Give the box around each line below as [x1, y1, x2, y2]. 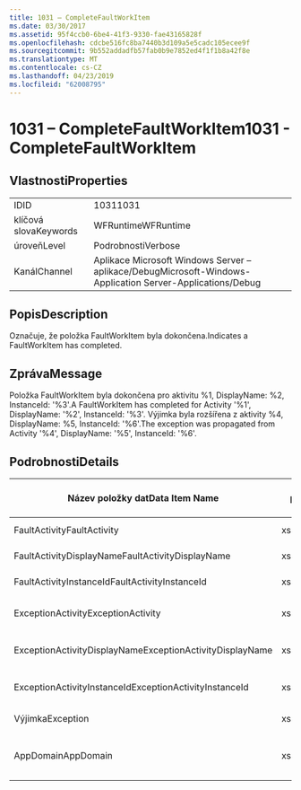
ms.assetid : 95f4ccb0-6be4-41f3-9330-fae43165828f [9, 30, 202, 39]
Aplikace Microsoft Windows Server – [93, 253, 252, 266]
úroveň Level [13, 239, 65, 251]
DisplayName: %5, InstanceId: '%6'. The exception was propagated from [9, 418, 276, 429]
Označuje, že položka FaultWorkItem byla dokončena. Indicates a [9, 330, 248, 341]
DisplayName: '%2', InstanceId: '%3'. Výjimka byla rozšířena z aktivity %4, [9, 409, 284, 420]
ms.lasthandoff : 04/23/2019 [9, 72, 115, 81]
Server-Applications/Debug [142, 276, 262, 288]
